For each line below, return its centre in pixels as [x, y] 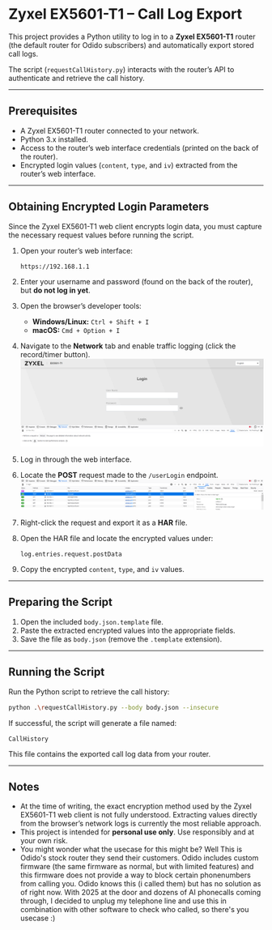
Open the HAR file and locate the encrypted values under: [117, 539]
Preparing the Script [61, 602]
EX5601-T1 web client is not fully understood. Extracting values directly [138, 815]
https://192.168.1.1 [55, 267]
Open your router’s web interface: [76, 250]
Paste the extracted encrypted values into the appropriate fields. [128, 630]
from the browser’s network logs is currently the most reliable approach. [140, 824]
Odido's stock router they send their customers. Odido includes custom [139, 858]
